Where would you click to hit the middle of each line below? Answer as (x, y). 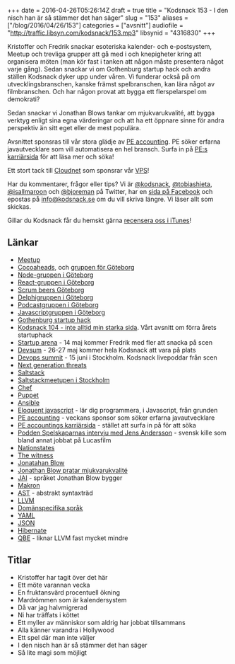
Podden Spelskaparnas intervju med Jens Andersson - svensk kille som (122, 433)
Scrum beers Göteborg (51, 290)
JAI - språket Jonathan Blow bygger (70, 478)
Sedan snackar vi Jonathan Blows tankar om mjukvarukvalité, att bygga (111, 113)
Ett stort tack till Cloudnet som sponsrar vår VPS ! (78, 170)
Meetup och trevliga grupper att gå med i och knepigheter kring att (104, 54)
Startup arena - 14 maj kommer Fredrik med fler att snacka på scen (115, 342)
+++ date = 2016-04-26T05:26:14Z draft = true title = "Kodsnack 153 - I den (118, 10)
